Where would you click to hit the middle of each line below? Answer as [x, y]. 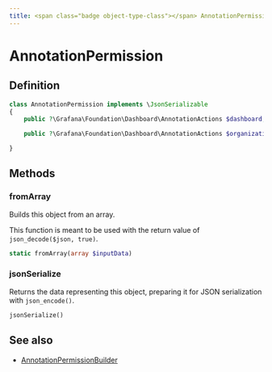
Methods [32, 173]
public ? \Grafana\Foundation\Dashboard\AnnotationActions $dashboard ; [145, 119]
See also [31, 340]
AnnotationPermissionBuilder [69, 360]
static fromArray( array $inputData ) [71, 253]
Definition [34, 86]
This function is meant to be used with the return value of [105, 230]
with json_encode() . [42, 300]
